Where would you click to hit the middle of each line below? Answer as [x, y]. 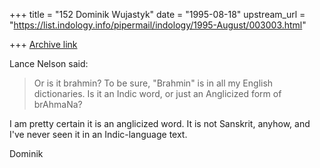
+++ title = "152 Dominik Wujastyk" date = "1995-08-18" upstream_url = [157, 14]
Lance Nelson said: [49, 63]
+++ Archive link [43, 44]
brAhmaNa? [58, 104]
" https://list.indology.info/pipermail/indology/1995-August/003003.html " [158, 25]
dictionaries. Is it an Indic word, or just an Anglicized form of [157, 93]
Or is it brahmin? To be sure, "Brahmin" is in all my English [153, 83]
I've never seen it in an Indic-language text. [98, 134]
